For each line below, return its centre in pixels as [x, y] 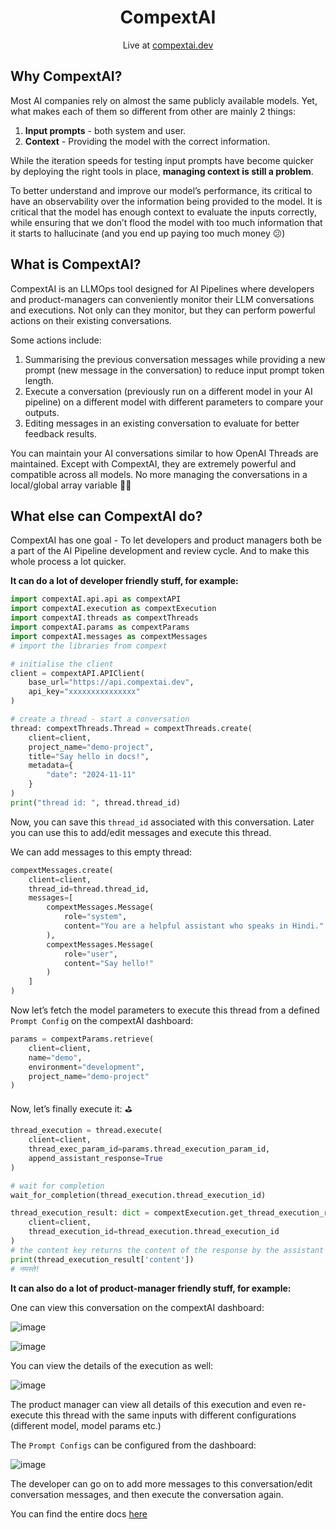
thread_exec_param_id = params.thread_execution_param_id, [149, 1149]
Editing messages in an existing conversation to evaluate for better [162, 423]
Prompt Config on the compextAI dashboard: [102, 1020]
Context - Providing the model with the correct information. [147, 141]
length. [39, 380]
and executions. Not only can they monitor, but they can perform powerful [163, 310]
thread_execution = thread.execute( [86, 1131]
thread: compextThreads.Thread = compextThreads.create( [131, 728]
